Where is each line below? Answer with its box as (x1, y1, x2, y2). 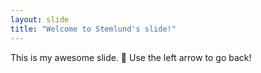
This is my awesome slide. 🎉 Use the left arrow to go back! (10, 51, 252, 63)
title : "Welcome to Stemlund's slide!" (10, 24, 177, 34)
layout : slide (10, 14, 70, 25)
